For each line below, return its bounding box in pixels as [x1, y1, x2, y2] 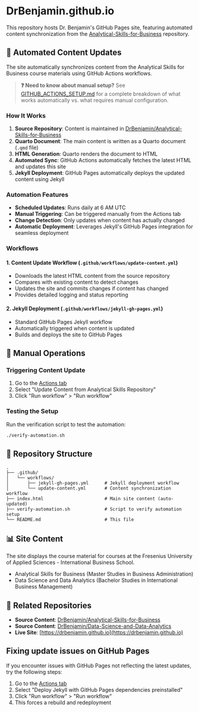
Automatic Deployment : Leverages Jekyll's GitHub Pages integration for [14, 223, 194, 230]
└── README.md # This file [6, 517, 134, 523]
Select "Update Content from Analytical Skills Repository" [14, 386, 156, 393]
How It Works [6, 112, 46, 120]
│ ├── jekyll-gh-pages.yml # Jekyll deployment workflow [6, 480, 179, 487]
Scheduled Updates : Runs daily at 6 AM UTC [14, 204, 126, 211]
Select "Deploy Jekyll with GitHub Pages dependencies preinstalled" [14, 686, 183, 693]
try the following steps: [6, 668, 62, 675]
